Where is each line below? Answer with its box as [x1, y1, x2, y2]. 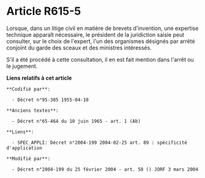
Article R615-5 [6, 4, 81, 18]
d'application [6, 145, 43, 151]
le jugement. [6, 62, 38, 70]
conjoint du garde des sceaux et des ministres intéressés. [6, 44, 152, 51]
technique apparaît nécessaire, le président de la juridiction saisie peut [6, 31, 185, 38]
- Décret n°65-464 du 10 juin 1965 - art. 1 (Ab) [12, 118, 141, 124]
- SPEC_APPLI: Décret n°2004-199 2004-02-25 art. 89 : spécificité [12, 139, 188, 146]
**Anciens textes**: [6, 107, 59, 114]
